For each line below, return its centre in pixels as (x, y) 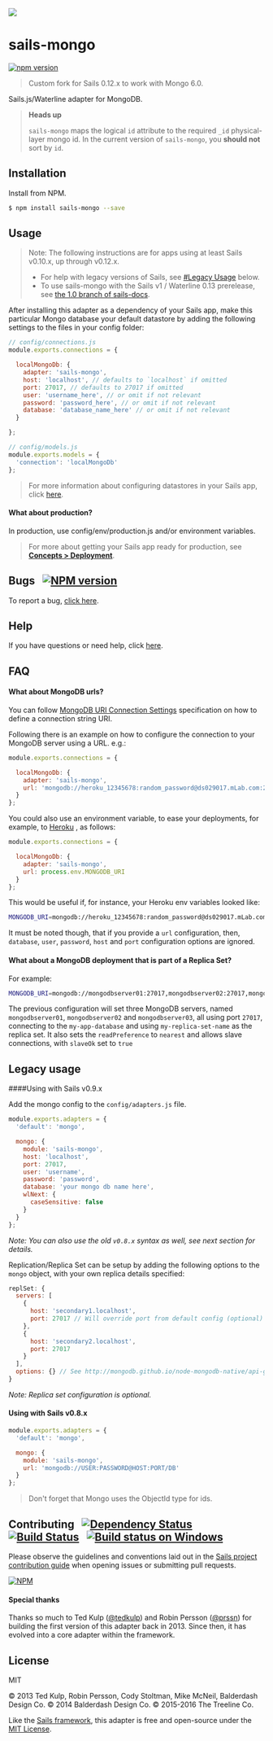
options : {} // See (49, 1371)
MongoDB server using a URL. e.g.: (67, 743)
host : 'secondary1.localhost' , (83, 1311)
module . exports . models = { (54, 455)
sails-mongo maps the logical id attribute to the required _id (129, 130)
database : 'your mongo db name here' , (89, 1187)
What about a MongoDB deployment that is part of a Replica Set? (120, 960)
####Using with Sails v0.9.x (56, 1089)
